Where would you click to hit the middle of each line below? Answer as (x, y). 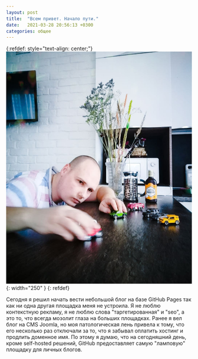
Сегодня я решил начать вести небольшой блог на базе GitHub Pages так (99, 299)
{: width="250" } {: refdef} (38, 288)
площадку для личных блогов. (44, 350)
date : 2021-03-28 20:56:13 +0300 (50, 25)
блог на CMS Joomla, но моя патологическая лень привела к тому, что (95, 325)
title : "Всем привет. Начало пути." (52, 19)
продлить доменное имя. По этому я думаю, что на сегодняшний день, (96, 337)
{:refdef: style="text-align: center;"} (49, 49)
